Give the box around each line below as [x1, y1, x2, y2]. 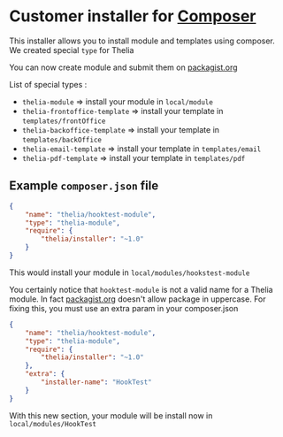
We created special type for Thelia [9, 44, 134, 55]
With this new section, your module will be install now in [9, 410, 213, 421]
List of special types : [9, 79, 88, 89]
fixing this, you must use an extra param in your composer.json [9, 303, 239, 313]
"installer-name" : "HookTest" [41, 378, 152, 387]
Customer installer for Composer [9, 6, 256, 27]
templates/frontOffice [21, 117, 106, 126]
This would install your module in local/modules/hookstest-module [9, 267, 250, 278]
